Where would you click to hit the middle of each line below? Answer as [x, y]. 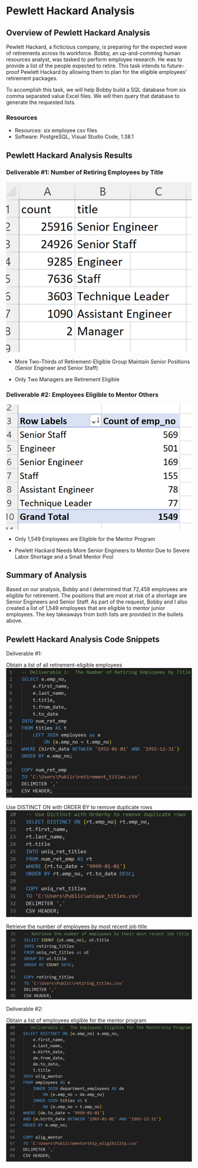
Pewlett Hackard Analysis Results [69, 155]
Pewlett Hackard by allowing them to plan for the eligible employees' [104, 72]
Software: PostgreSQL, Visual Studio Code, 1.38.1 [74, 137]
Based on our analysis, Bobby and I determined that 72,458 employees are [97, 589]
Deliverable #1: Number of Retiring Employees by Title [85, 172]
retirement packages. [32, 78]
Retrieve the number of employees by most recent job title [77, 927]
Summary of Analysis [47, 575]
